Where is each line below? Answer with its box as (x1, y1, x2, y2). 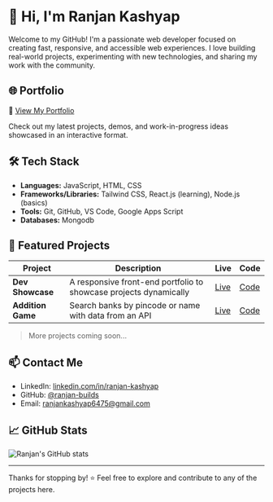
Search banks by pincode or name (69, 300, 201, 311)
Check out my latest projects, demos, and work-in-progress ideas (8, 121, 229, 131)
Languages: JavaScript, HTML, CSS (19, 180, 142, 190)
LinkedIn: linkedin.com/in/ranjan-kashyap (19, 381, 159, 391)
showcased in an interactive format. (8, 130, 128, 139)
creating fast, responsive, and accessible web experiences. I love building (8, 42, 256, 52)
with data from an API (69, 310, 152, 321)
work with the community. (8, 60, 96, 70)
